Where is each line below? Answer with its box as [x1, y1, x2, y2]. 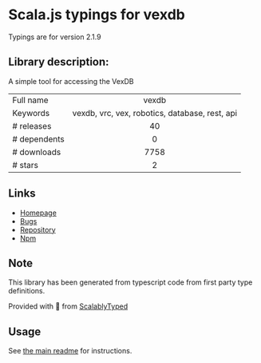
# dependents [12, 134, 65, 145]
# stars [12, 159, 38, 170]
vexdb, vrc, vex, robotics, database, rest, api [72, 107, 238, 118]
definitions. [8, 286, 45, 296]
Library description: [8, 55, 109, 69]
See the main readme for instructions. [8, 346, 132, 356]
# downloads [12, 146, 61, 158]
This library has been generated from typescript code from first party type [8, 277, 253, 287]
